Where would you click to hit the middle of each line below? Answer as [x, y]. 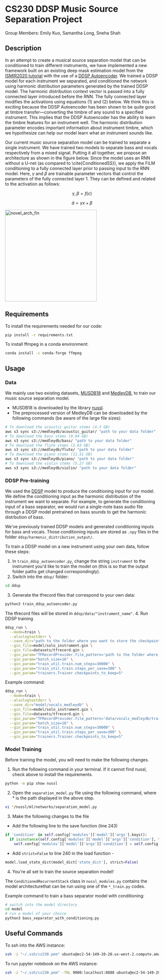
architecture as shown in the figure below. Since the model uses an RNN [78, 158]
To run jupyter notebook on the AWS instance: [51, 963]
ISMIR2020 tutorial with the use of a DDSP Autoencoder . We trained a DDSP [82, 76]
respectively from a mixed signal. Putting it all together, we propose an [76, 153]
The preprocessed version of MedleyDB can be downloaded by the [80, 413]
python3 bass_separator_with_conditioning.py [52, 918]
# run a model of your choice [36, 914]
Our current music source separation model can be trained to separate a [78, 142]
